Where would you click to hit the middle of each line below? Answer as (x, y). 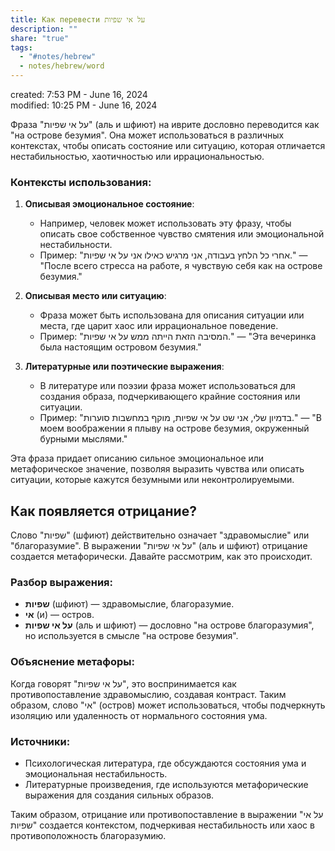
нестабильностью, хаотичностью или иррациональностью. (137, 156)
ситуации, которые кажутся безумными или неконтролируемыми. (152, 480)
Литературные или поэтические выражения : (124, 367)
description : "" (44, 29)
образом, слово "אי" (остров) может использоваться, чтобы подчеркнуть (168, 705)
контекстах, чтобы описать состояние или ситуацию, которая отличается (168, 145)
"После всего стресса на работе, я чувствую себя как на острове (181, 266)
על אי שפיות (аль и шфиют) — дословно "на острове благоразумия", (169, 625)
